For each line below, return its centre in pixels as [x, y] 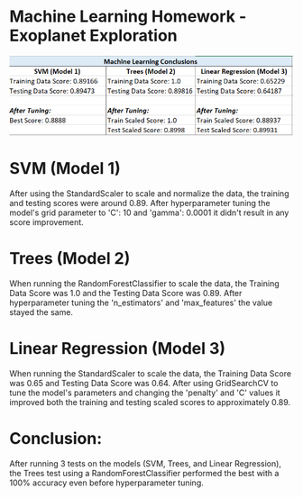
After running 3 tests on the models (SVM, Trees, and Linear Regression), [146, 464]
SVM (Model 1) [65, 169]
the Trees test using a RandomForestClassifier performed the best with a [144, 474]
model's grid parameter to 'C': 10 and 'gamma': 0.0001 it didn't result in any [149, 212]
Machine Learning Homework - [128, 17]
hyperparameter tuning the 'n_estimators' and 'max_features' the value [141, 303]
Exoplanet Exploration [93, 36]
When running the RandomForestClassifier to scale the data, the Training [144, 284]
